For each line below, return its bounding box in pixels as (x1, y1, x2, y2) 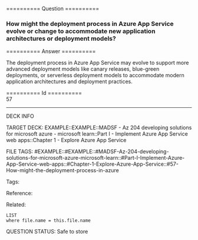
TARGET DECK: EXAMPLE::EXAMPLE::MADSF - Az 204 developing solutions (6, 124, 192, 131)
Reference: (6, 190, 33, 197)
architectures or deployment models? (6, 34, 116, 42)
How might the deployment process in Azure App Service (6, 19, 174, 28)
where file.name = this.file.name (6, 218, 91, 223)
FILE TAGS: (6, 148, 34, 155)
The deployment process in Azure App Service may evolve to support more (6, 59, 189, 67)
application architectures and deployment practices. (6, 78, 133, 85)
